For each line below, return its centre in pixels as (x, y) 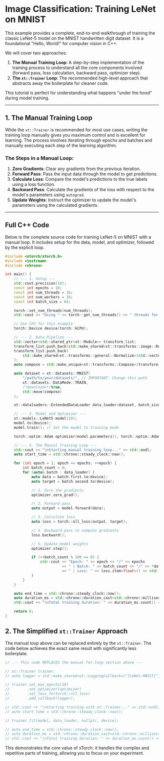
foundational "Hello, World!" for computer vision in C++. (61, 43)
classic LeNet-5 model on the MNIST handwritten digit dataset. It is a (74, 38)
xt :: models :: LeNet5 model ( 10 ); (46, 418)
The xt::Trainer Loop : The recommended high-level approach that (80, 78)
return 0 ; (24, 612)
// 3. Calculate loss (53, 517)
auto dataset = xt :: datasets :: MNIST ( (52, 373)
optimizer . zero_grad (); (55, 495)
